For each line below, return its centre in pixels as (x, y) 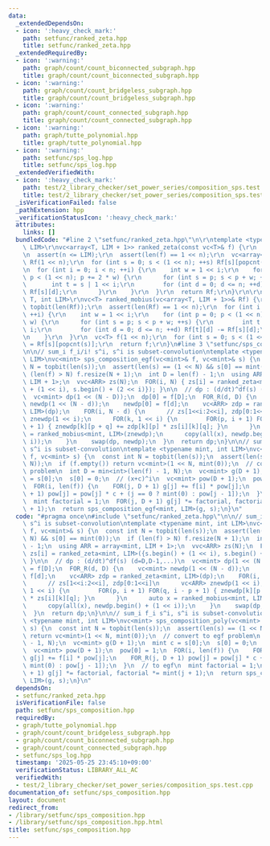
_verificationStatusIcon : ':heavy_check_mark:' (97, 218)
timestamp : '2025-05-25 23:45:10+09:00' (84, 763)
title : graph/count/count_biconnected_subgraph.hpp (111, 76)
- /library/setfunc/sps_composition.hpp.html (86, 823)
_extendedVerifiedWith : (55, 173)
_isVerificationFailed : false (66, 202)
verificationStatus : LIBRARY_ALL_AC (77, 770)
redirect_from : (34, 807)
